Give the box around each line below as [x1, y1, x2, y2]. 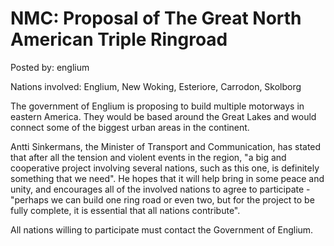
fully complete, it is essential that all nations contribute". [10, 204, 241, 216]
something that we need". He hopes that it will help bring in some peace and [10, 172, 325, 184]
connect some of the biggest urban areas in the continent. [10, 121, 250, 133]
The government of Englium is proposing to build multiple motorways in [10, 100, 305, 112]
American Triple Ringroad [10, 28, 228, 51]
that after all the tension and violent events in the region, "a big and [10, 151, 287, 163]
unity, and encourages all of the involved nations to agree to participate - [10, 183, 311, 195]
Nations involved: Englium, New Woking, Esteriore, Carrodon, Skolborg [10, 80, 302, 92]
